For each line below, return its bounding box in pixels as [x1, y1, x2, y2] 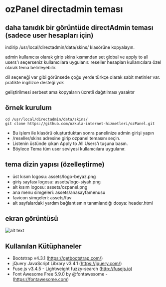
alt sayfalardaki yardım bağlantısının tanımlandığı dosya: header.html [12, 200, 153, 206]
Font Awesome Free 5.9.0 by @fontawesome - [12, 271, 108, 277]
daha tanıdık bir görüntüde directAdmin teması [5, 23, 154, 32]
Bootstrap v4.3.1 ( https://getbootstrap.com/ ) [12, 255, 103, 261]
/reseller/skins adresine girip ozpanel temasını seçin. [12, 135, 121, 141]
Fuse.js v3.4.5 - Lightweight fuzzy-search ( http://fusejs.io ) [12, 266, 133, 272]
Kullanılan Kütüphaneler [5, 242, 82, 250]
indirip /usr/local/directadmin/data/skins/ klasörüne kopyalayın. [5, 44, 135, 50]
